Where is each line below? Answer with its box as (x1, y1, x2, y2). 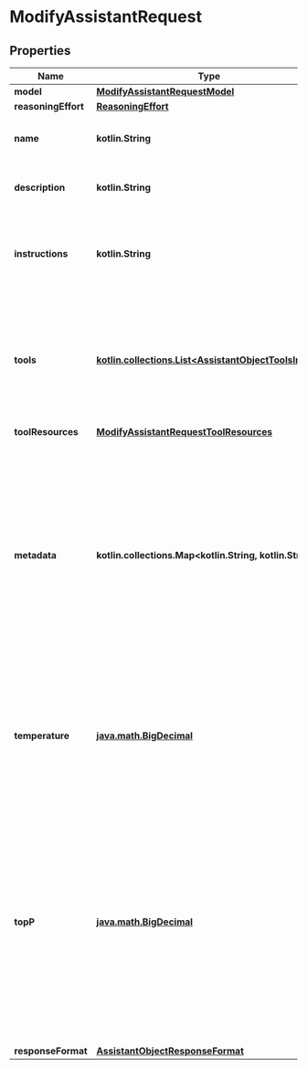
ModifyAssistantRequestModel (96, 85, 235, 98)
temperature (14, 729, 70, 742)
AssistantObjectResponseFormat (96, 1044, 244, 1057)
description (14, 181, 66, 194)
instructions (14, 248, 69, 259)
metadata (14, 549, 57, 561)
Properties (9, 43, 71, 58)
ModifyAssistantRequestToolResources (96, 426, 272, 438)
